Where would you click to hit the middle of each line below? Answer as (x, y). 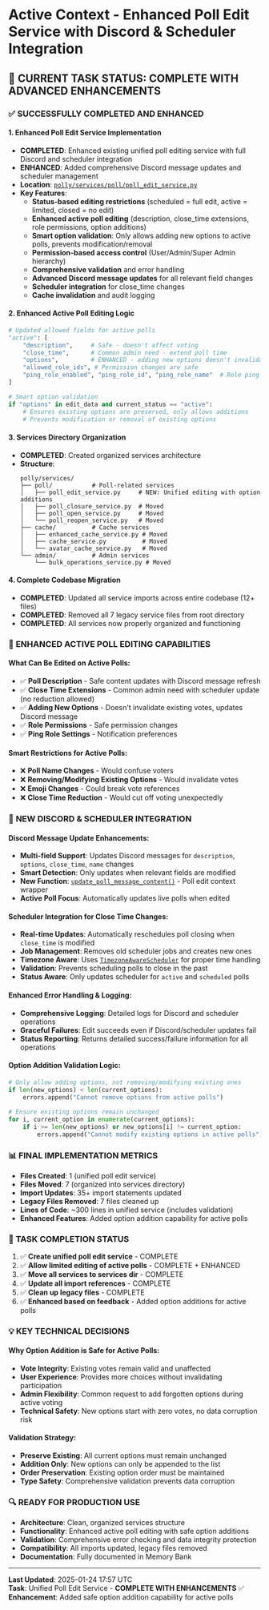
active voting (41, 1402)
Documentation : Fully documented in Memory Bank (106, 1557)
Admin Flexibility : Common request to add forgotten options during (131, 1394)
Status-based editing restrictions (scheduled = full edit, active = (140, 201)
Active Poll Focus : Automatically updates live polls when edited (125, 898)
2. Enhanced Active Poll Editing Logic (71, 313)
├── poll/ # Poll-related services (97, 485)
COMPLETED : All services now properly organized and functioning (130, 623)
